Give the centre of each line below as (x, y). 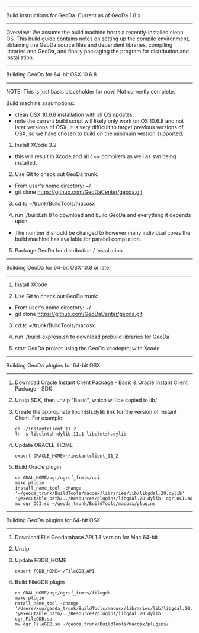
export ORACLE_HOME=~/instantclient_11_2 (66, 456)
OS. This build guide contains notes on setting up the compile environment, (98, 39)
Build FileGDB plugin (40, 582)
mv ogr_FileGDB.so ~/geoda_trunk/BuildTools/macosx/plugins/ (92, 624)
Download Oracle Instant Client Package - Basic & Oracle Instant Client (101, 382)
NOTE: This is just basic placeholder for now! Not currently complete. (91, 92)
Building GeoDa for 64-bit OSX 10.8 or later (59, 268)
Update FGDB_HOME (41, 560)
